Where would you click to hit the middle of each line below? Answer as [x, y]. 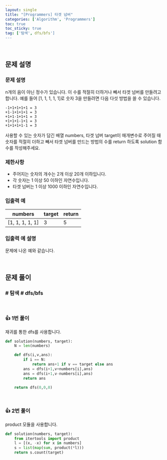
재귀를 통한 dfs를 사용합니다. [33, 331]
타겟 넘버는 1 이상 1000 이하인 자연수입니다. [55, 186]
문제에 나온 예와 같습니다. [30, 250]
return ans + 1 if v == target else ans [72, 365]
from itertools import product [47, 438]
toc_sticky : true [23, 29]
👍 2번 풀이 [18, 411]
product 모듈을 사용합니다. [31, 424]
